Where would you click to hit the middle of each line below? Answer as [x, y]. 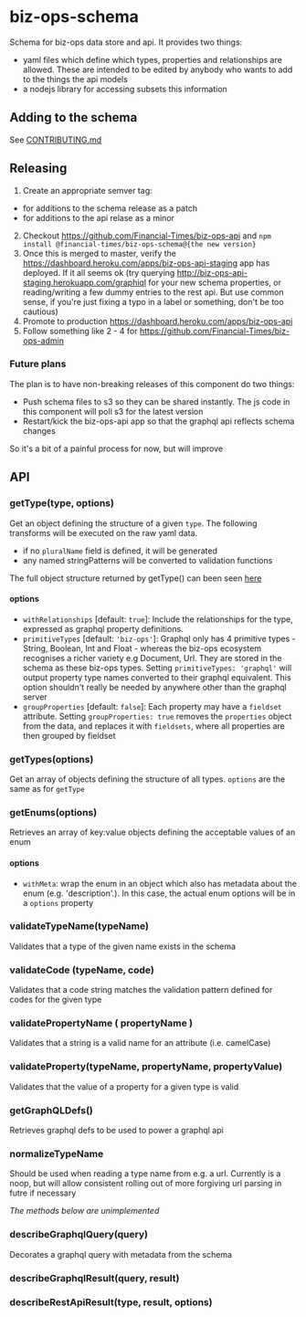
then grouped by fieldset [69, 735]
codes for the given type [56, 1000]
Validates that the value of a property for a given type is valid [124, 1086]
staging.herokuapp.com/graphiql [84, 282]
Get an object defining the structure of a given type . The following [133, 523]
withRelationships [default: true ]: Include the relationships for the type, [158, 619]
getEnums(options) [53, 812]
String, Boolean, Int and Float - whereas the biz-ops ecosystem [142, 648]
